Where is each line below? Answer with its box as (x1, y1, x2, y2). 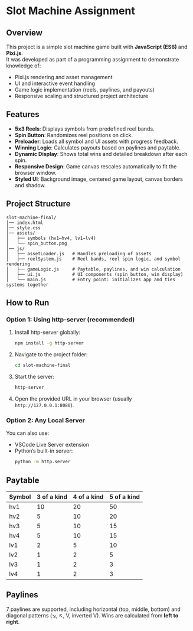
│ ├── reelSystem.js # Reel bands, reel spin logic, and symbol (6, 256, 181, 262)
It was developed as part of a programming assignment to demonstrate (6, 56, 179, 63)
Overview (6, 28, 43, 38)
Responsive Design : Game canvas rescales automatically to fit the (14, 162, 177, 170)
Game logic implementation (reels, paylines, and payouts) (14, 86, 155, 93)
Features (6, 109, 40, 119)
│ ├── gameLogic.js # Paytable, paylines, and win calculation (6, 266, 181, 272)
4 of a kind (73, 492, 104, 500)
